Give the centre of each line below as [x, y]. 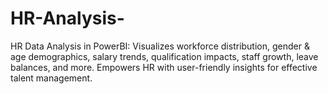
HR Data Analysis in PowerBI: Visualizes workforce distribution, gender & [160, 46]
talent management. [51, 78]
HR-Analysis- [67, 18]
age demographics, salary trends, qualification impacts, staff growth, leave [164, 56]
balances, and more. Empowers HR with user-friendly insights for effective [164, 67]
